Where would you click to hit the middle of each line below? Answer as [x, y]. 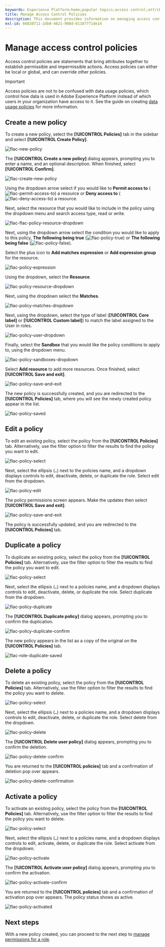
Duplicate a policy [33, 545]
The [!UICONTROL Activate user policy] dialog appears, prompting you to [80, 868]
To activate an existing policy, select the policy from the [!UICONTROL [76, 808]
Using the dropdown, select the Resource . [48, 277]
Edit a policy [24, 429]
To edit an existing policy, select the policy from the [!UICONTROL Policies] [82, 441]
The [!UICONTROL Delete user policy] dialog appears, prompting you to [78, 742]
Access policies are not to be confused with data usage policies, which [77, 91]
